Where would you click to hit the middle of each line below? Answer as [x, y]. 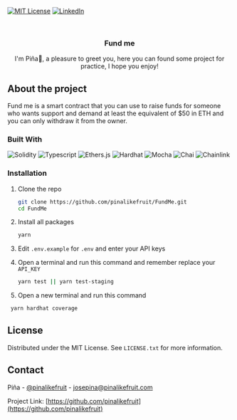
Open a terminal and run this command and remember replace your [116, 263]
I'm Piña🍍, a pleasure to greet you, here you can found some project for [120, 59]
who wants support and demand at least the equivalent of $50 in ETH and [116, 113]
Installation [27, 173]
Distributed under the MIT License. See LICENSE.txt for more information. [115, 347]
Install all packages [46, 222]
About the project [47, 89]
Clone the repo [39, 189]
